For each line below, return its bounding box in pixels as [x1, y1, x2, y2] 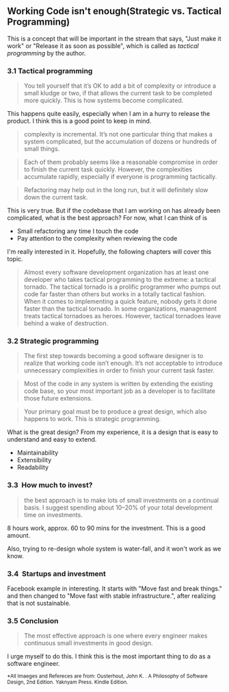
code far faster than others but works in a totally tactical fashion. [23, 290, 206, 298]
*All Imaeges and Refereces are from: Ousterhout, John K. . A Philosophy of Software [7, 673, 208, 680]
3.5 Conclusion [7, 616, 59, 625]
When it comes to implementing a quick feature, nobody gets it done [23, 298, 217, 306]
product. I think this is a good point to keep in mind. [7, 117, 152, 126]
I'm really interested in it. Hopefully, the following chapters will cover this [7, 248, 212, 256]
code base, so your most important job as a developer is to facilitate [23, 387, 215, 395]
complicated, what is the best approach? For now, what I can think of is [7, 214, 207, 222]
